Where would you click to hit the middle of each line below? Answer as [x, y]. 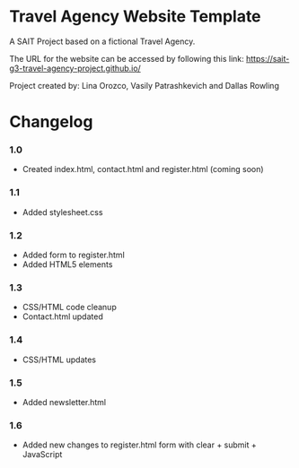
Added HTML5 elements [67, 264]
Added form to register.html [74, 255]
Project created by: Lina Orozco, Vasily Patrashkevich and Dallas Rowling [145, 85]
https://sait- [268, 58]
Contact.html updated [62, 316]
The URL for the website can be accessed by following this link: [127, 58]
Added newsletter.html [64, 402]
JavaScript [42, 455]
